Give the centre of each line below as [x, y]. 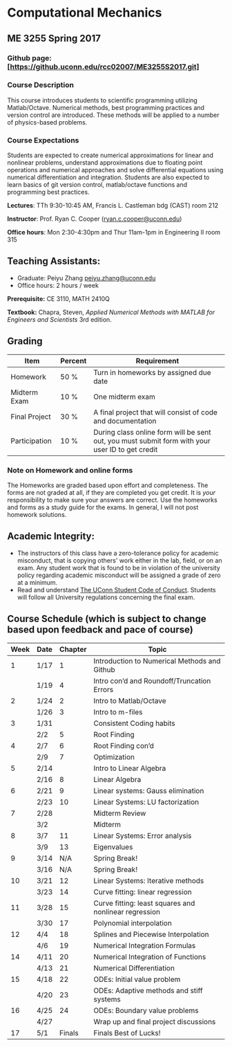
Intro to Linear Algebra [129, 768]
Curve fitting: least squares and [144, 903]
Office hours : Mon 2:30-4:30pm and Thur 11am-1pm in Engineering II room [114, 233]
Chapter [73, 649]
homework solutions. [37, 515]
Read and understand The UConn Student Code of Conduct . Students [116, 590]
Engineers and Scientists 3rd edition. [59, 319]
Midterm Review [119, 813]
